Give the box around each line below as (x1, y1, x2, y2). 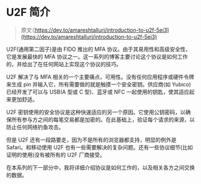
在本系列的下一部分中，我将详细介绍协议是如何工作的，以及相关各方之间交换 (6, 164, 195, 171)
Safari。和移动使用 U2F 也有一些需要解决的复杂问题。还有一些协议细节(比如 (6, 143, 193, 150)
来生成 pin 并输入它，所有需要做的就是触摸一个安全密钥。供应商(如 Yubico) (6, 80, 191, 88)
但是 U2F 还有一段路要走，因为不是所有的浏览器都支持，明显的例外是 (6, 136, 177, 143)
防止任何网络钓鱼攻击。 (6, 123, 64, 131)
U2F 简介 (6, 5, 51, 19)
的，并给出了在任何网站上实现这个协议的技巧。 (6, 61, 121, 68)
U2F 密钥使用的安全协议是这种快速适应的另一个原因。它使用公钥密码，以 (6, 108, 186, 116)
